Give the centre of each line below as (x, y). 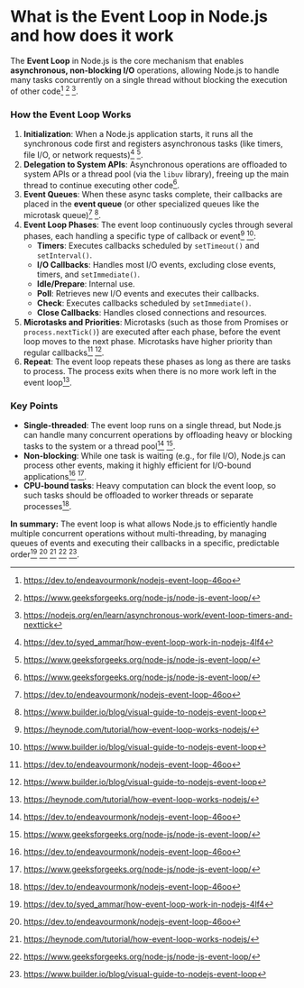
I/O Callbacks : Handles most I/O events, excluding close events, (156, 264)
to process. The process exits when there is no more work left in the (150, 371)
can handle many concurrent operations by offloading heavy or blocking (157, 435)
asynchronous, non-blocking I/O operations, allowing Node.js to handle (145, 70)
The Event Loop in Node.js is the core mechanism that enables (127, 60)
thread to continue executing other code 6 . (101, 184)
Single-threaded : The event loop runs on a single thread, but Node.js (152, 425)
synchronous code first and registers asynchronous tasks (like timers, (153, 143)
